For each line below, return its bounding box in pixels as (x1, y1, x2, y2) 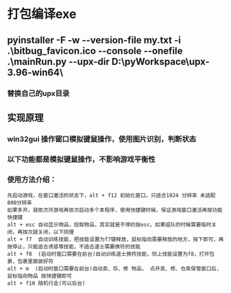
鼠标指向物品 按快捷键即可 (7, 273, 72, 280)
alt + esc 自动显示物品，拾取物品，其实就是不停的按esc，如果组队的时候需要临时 (7, 221, 212, 228)
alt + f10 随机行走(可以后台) (7, 280, 86, 287)
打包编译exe (7, 6, 77, 22)
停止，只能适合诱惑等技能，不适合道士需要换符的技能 (12, 243, 141, 250)
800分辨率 (7, 199, 32, 207)
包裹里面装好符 (17, 258, 54, 265)
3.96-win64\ (7, 66, 63, 78)
